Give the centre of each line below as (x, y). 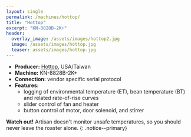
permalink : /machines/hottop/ (43, 17)
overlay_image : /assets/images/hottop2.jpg (65, 39)
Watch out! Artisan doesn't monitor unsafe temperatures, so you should (93, 122)
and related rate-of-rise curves (61, 98)
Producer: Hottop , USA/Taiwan (53, 66)
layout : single (25, 11)
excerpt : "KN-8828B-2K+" (37, 28)
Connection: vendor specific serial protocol (68, 79)
